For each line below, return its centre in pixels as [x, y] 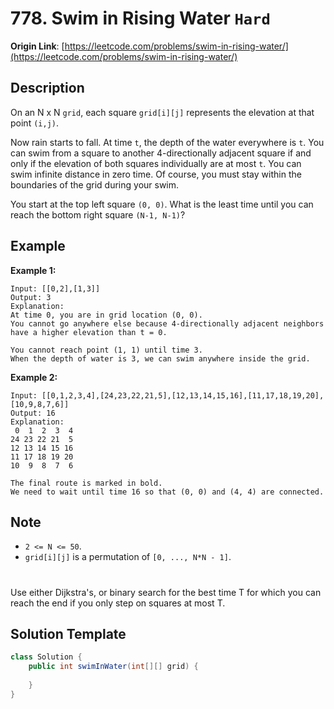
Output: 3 [31, 297]
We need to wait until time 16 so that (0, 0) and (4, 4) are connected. [167, 492]
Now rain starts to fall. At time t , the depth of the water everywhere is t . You [167, 142]
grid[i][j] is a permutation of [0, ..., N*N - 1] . [128, 557]
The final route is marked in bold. [86, 483]
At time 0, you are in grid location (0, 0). [106, 315]
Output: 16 [33, 413]
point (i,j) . [34, 123]
